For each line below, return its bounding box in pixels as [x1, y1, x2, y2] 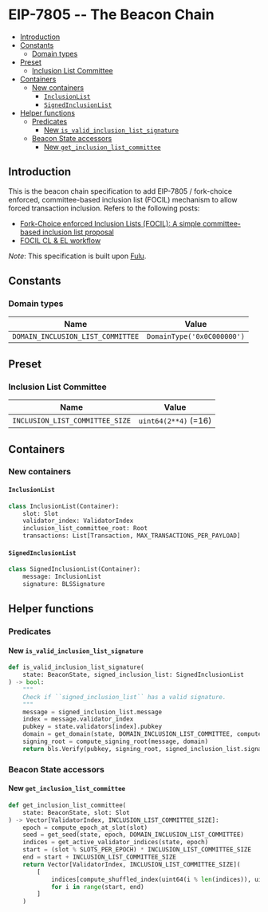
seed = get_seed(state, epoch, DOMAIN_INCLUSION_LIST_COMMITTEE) [22, 831, 245, 839]
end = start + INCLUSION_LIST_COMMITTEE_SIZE [22, 853, 177, 862]
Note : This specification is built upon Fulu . [8, 251, 147, 261]
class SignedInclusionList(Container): [8, 565, 141, 573]
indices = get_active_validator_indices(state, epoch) [22, 839, 209, 847]
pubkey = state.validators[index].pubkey [22, 723, 162, 731]
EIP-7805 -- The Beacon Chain [8, 6, 215, 24]
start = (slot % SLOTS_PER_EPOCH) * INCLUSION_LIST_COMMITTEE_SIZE [22, 846, 251, 854]
